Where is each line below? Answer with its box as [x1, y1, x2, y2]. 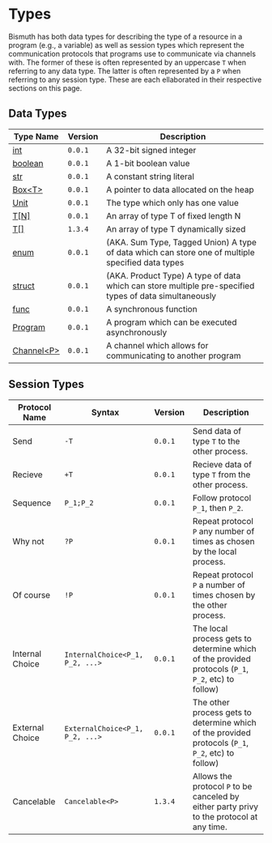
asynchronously [106, 326, 168, 338]
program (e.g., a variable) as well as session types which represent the [8, 40, 245, 49]
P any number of [192, 526, 255, 537]
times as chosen [192, 535, 255, 547]
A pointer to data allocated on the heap [106, 184, 254, 195]
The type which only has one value [106, 197, 239, 208]
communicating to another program [106, 350, 241, 361]
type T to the [192, 435, 240, 446]
